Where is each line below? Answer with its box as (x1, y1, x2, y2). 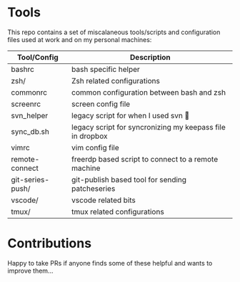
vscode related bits (71, 195, 136, 205)
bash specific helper (71, 64, 141, 74)
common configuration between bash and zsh (71, 87, 226, 97)
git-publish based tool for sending (71, 174, 187, 184)
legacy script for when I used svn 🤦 (71, 110, 190, 120)
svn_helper (11, 110, 49, 120)
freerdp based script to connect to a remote (71, 154, 219, 164)
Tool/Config (16, 52, 59, 62)
